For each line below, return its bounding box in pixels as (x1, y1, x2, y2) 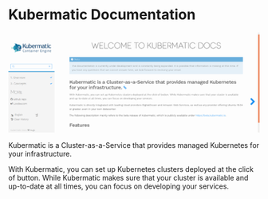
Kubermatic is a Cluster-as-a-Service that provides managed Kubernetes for (8, 141, 260, 150)
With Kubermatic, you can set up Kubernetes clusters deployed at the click (8, 165, 254, 174)
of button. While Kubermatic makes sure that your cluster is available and (8, 173, 249, 183)
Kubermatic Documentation (8, 6, 196, 24)
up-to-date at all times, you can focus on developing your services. (8, 181, 230, 191)
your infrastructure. (8, 149, 73, 159)
